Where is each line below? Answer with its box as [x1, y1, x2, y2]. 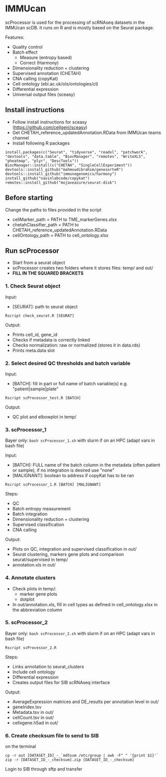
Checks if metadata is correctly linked [12, 337, 90, 343]
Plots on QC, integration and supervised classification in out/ [12, 546, 137, 552]
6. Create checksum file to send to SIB [5, 732, 99, 739]
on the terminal [5, 743, 36, 750]
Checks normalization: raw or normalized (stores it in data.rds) [12, 342, 141, 348]
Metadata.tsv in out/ [12, 709, 54, 715]
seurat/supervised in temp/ [12, 557, 68, 563]
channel [12, 135, 29, 141]
